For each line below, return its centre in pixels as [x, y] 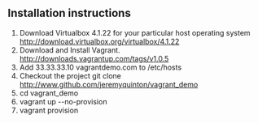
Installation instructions [69, 13]
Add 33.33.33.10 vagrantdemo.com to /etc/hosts [101, 67]
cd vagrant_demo [49, 93]
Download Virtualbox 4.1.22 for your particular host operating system [135, 32]
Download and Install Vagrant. [70, 50]
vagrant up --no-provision [63, 101]
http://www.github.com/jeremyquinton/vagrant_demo [109, 84]
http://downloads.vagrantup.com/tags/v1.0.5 [94, 58]
